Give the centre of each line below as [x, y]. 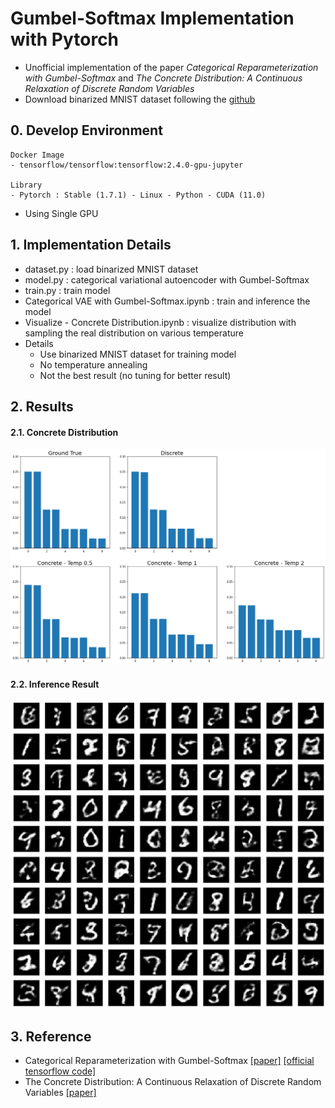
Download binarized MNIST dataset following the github [140, 99]
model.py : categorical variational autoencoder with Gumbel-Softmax [167, 279]
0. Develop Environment [86, 130]
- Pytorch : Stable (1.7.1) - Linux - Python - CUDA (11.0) [138, 195]
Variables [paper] [60, 1093]
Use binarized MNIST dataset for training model [138, 354]
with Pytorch [65, 39]
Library [26, 185]
